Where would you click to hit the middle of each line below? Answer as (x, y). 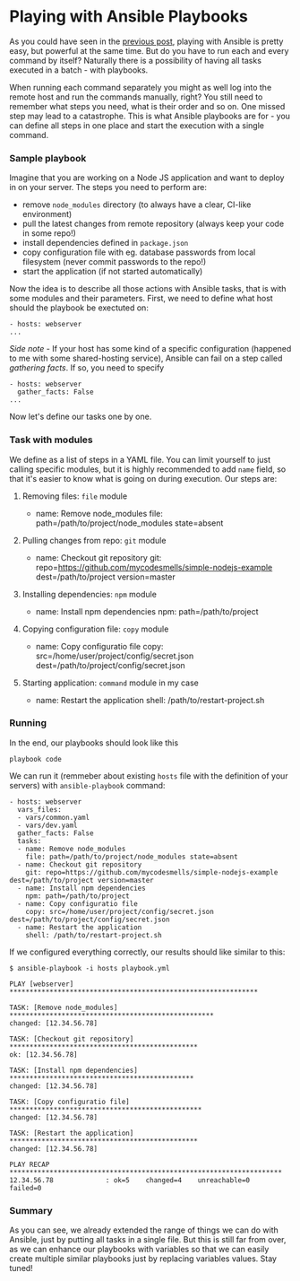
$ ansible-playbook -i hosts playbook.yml (90, 968)
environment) (47, 214)
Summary (31, 1210)
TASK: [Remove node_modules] (64, 1007)
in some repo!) (49, 233)
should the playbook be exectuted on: (79, 308)
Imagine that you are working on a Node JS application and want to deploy (147, 178)
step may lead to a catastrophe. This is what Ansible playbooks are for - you (150, 116)
